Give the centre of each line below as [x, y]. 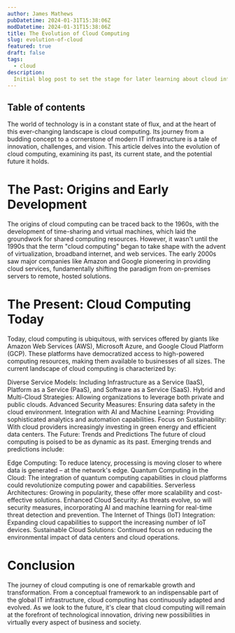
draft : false [26, 53]
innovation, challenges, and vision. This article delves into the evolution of [114, 147]
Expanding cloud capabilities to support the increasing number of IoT [107, 522]
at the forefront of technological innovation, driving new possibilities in [109, 615]
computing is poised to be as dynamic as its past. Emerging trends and [109, 442]
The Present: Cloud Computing [99, 305]
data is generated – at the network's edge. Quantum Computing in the [108, 470]
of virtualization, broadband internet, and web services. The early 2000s [112, 254]
